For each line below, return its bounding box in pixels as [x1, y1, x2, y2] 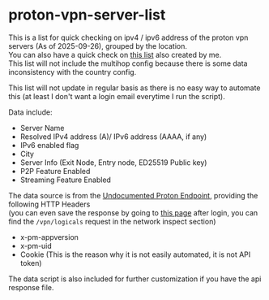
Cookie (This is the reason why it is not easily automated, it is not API [19, 250, 251, 259]
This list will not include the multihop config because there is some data [8, 59, 248, 68]
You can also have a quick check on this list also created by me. [8, 50, 222, 59]
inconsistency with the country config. [8, 67, 137, 76]
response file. [8, 282, 54, 292]
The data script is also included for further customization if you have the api [8, 274, 262, 284]
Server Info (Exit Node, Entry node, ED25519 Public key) [19, 157, 207, 167]
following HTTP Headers [8, 199, 91, 209]
